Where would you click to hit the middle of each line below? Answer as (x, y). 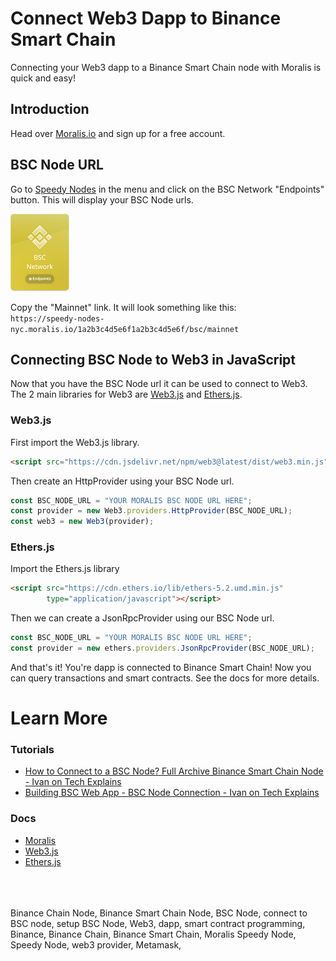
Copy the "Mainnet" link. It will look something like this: (123, 307)
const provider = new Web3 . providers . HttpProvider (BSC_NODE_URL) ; (151, 511)
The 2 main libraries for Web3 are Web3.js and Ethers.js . (126, 394)
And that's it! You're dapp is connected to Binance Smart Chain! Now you (161, 667)
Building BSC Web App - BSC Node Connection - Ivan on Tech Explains (172, 793)
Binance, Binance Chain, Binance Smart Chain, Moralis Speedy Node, (153, 934)
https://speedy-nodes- (57, 318)
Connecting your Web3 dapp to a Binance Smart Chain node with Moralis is (166, 67)
